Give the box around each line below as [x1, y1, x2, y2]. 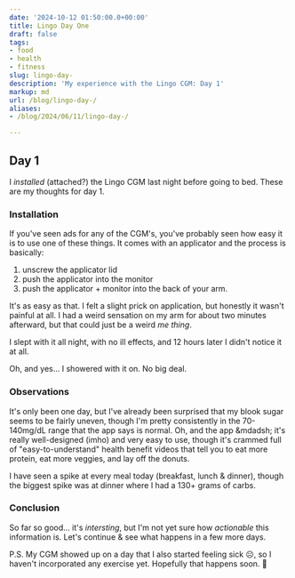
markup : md [9, 87, 50, 96]
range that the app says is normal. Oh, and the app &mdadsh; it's [47, 424, 286, 436]
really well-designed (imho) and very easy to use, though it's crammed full [9, 434, 282, 445]
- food [9, 46, 34, 55]
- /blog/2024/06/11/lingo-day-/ [9, 112, 129, 121]
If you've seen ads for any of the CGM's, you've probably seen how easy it [9, 229, 283, 239]
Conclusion [9, 502, 60, 514]
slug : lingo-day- [9, 71, 74, 80]
